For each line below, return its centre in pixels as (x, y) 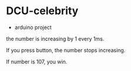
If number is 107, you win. (37, 62)
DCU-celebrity (42, 11)
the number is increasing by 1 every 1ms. (55, 38)
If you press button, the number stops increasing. (66, 50)
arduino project (33, 27)
